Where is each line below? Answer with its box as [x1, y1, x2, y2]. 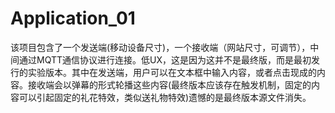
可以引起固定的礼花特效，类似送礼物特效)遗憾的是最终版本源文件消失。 [18, 91, 312, 103]
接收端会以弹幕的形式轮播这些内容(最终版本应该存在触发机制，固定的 [27, 78, 312, 91]
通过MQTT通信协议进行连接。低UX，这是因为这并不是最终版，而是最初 [18, 53, 312, 66]
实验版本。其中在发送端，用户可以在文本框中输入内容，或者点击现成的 [27, 66, 317, 78]
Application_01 [10, 7, 136, 30]
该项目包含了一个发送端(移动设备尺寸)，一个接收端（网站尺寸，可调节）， [10, 41, 311, 53]
